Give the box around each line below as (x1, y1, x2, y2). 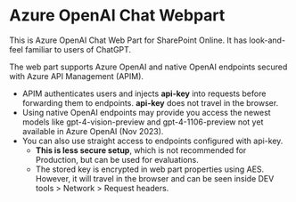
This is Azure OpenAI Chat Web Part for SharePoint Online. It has (9, 35, 248, 45)
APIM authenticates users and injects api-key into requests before (21, 88, 267, 99)
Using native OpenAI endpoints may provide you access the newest (21, 107, 271, 117)
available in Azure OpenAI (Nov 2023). (21, 125, 164, 136)
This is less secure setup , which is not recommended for (35, 144, 247, 156)
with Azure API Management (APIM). (9, 70, 144, 81)
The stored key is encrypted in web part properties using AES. (35, 164, 265, 174)
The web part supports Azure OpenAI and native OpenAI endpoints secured (9, 61, 288, 72)
